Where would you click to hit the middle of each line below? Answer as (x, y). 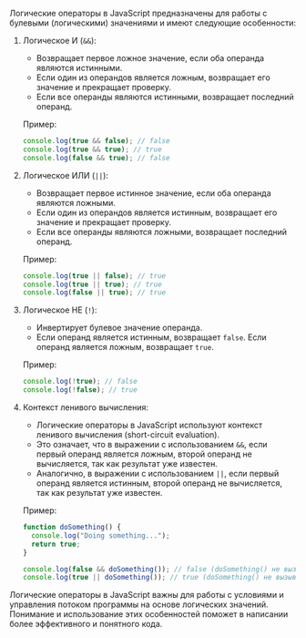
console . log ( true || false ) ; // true (94, 276)
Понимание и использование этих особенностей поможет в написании (149, 614)
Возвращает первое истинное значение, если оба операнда (153, 193)
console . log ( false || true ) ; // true (94, 293)
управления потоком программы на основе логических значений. (139, 604)
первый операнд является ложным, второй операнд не (144, 454)
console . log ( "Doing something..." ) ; (101, 535)
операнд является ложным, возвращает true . (125, 347)
